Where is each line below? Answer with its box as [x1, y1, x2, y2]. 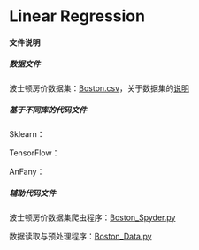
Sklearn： [9, 128, 45, 139]
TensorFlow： [9, 148, 60, 158]
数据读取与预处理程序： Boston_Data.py [9, 231, 152, 241]
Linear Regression [9, 6, 146, 27]
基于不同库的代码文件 [9, 104, 87, 116]
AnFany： [9, 166, 45, 177]
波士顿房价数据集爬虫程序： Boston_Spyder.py [9, 212, 176, 223]
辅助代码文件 [9, 188, 56, 199]
